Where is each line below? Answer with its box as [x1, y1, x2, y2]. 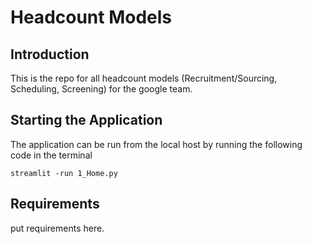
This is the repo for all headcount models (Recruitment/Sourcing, [10, 72, 278, 84]
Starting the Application [10, 112, 163, 129]
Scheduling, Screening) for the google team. [10, 83, 193, 95]
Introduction [10, 46, 90, 63]
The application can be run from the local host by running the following [10, 138, 303, 150]
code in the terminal [10, 149, 93, 161]
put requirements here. [10, 222, 105, 234]
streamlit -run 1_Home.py [10, 168, 118, 178]
